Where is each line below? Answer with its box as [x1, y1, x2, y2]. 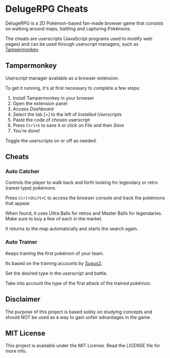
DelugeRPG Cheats [5, 3, 88, 15]
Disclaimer [5, 295, 41, 304]
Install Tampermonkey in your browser [12, 95, 94, 101]
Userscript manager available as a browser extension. [5, 75, 119, 81]
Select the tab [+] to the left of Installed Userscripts [12, 111, 122, 117]
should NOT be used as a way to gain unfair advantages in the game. [5, 314, 152, 320]
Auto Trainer [5, 238, 37, 246]
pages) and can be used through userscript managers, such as [5, 41, 139, 47]
